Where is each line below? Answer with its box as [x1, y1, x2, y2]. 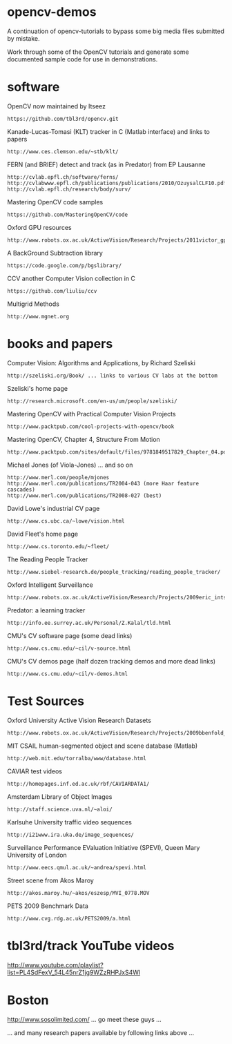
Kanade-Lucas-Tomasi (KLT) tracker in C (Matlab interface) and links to [7, 127, 211, 135]
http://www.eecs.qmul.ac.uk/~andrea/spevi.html [7, 864, 147, 871]
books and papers [7, 336, 113, 352]
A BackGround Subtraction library [7, 249, 104, 257]
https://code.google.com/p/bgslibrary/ [7, 262, 122, 269]
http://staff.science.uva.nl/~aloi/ [7, 806, 113, 813]
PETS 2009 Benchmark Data [7, 902, 88, 910]
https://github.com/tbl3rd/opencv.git [7, 115, 119, 122]
